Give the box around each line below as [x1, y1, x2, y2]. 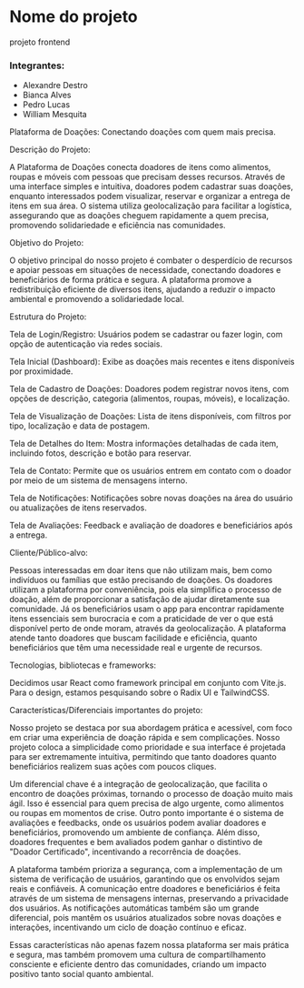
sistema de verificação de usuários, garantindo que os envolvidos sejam [9, 873, 279, 884]
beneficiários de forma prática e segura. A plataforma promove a [9, 275, 252, 286]
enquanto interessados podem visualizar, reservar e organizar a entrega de [9, 191, 290, 202]
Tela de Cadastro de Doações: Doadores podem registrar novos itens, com [9, 384, 289, 395]
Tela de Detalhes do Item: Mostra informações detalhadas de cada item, [9, 439, 279, 449]
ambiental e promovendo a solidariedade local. [9, 294, 184, 305]
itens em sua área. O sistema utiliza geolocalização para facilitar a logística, [9, 200, 292, 211]
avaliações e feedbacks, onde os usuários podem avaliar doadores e [9, 817, 267, 829]
